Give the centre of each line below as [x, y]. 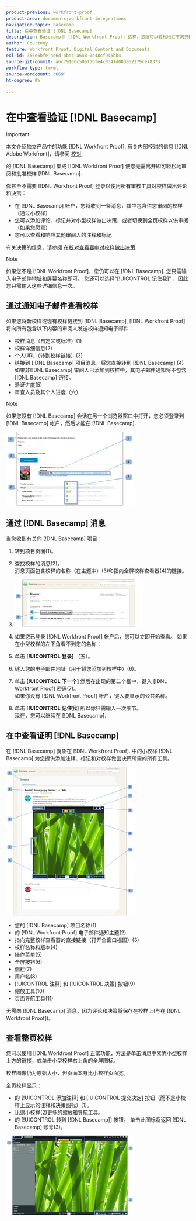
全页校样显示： [24, 1085]
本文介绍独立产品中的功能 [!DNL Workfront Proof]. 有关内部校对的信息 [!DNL [97, 147]
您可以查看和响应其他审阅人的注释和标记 [63, 235]
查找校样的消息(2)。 [38, 563]
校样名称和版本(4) [36, 947]
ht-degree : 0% [23, 80]
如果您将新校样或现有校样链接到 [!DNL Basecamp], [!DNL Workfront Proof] [96, 321]
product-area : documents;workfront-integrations [66, 18]
